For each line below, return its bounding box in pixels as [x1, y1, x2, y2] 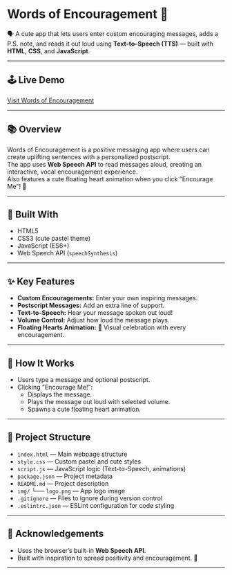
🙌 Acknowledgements [7, 528, 104, 540]
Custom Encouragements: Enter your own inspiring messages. [17, 294, 198, 302]
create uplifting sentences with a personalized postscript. [7, 152, 171, 161]
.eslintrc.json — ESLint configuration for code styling [17, 501, 175, 509]
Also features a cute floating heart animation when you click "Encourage [7, 174, 213, 183]
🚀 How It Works [7, 357, 75, 369]
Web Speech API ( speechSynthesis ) [17, 249, 118, 257]
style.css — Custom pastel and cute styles [17, 457, 142, 466]
